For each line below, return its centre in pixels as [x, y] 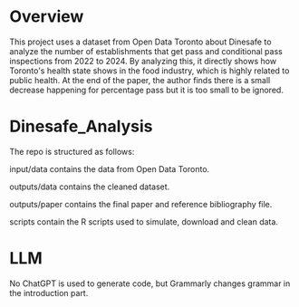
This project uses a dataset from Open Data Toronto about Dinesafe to [140, 42]
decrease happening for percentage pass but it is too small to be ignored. [146, 90]
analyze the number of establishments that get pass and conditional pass [146, 51]
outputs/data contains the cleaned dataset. [90, 187]
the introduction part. [49, 293]
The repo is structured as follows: [72, 151]
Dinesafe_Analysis [81, 126]
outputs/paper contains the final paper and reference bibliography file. [141, 204]
